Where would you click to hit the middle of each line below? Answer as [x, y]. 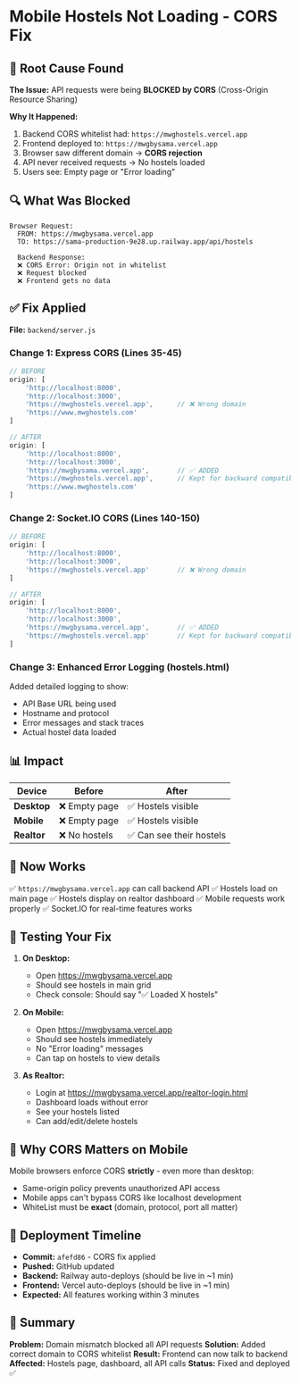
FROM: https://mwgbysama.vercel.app [85, 234]
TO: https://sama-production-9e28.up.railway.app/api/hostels [135, 242]
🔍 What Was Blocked [70, 201]
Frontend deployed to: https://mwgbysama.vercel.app [120, 143]
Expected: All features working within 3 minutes [111, 1295]
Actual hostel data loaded [69, 732]
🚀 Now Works [48, 867]
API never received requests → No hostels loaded [113, 162]
